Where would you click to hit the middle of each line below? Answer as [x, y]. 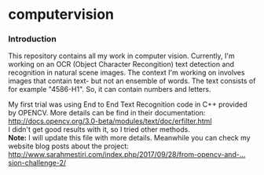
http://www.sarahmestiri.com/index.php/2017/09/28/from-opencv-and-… [127, 155]
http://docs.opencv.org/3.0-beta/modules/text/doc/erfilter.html [110, 121]
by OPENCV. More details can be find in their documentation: [107, 113]
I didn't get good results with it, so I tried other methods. [99, 129]
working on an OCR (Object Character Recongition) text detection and [121, 64]
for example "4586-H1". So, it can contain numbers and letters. [110, 89]
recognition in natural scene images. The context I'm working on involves [126, 73]
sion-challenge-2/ [37, 163]
